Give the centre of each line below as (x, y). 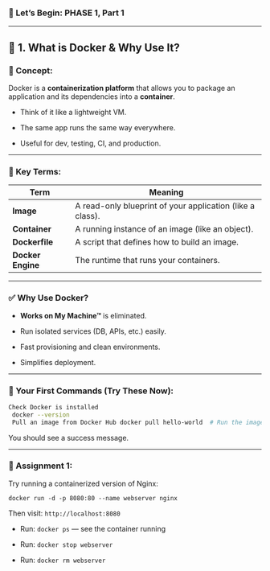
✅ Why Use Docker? (49, 298)
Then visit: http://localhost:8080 (64, 513)
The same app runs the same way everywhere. (98, 127)
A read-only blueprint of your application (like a (165, 206)
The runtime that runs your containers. (147, 261)
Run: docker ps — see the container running (93, 528)
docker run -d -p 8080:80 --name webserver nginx (93, 498)
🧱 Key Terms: (35, 171)
